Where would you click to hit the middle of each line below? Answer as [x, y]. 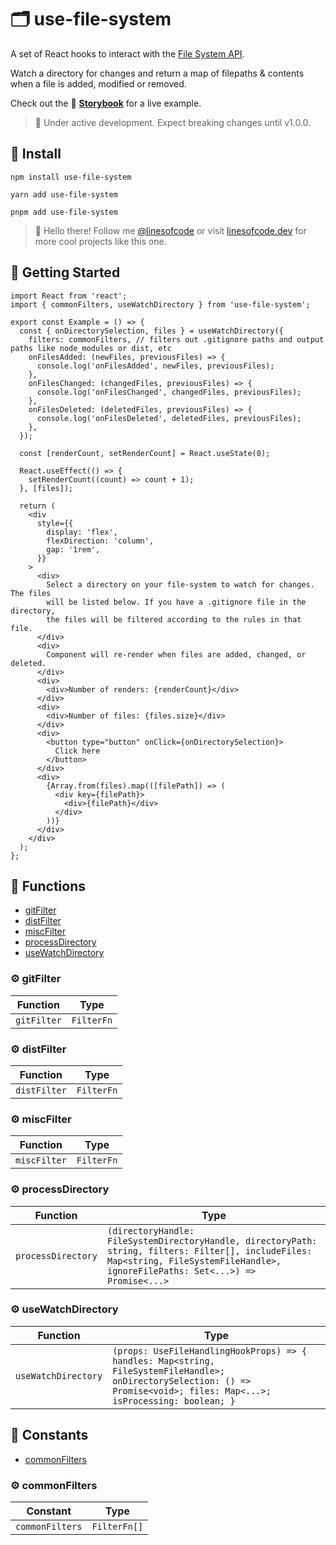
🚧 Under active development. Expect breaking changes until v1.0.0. [173, 122]
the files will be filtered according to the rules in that [174, 619]
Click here [77, 751]
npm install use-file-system [71, 177]
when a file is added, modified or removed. [98, 83]
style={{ [55, 523]
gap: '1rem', [73, 549]
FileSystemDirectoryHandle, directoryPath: [212, 1240]
